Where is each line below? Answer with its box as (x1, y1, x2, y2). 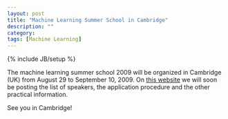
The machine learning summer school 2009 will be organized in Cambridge (7, 68, 222, 77)
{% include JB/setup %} (7, 55, 76, 63)
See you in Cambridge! (7, 104, 73, 112)
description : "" (7, 23, 54, 30)
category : (7, 29, 36, 37)
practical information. (7, 91, 68, 99)
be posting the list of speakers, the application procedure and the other (7, 83, 210, 91)
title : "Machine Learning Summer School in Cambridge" (7, 17, 169, 24)
